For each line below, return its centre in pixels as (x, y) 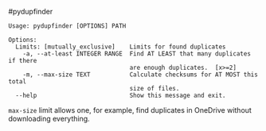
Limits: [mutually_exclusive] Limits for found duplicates (121, 47)
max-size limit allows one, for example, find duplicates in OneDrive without (130, 110)
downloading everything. (49, 119)
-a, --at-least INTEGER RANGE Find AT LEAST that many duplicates (137, 54)
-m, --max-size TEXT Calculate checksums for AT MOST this (141, 75)
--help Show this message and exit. (121, 95)
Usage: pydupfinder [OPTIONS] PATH (67, 26)
